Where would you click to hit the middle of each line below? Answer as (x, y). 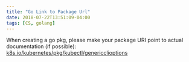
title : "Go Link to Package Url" (48, 12)
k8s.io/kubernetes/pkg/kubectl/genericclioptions (67, 53)
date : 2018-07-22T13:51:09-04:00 (48, 17)
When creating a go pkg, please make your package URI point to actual (95, 40)
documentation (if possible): (41, 46)
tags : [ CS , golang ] (31, 23)
